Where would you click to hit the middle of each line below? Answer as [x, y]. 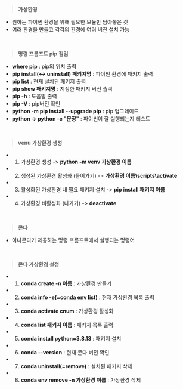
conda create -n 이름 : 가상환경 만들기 [66, 283]
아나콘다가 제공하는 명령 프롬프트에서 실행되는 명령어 [73, 240]
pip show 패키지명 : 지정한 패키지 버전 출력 [62, 89]
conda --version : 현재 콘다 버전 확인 [65, 352]
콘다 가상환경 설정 [38, 264]
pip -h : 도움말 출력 [35, 96]
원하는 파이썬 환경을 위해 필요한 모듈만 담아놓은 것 [70, 22]
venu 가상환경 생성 [40, 143]
